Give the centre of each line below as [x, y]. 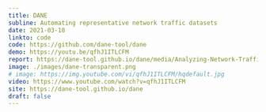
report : [21, 60]
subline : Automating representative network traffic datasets [113, 23]
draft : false [30, 96]
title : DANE [28, 15]
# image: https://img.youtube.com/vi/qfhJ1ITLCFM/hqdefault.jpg [116, 74]
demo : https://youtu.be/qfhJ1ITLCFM [68, 52]
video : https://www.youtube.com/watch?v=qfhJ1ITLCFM [97, 81]
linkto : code [30, 37]
